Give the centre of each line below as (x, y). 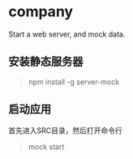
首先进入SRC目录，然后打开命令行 (66, 130)
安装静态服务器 (46, 62)
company (41, 12)
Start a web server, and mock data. (67, 34)
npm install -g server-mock (74, 82)
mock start (46, 146)
